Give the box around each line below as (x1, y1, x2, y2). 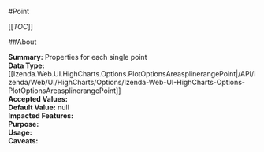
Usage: (8, 128, 33, 137)
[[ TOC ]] (8, 22, 33, 31)
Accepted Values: (8, 95, 69, 103)
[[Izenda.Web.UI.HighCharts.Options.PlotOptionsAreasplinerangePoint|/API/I (8, 69, 256, 78)
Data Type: (8, 61, 45, 70)
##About (8, 37, 37, 46)
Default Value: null (8, 102, 69, 112)
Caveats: (8, 136, 39, 145)
